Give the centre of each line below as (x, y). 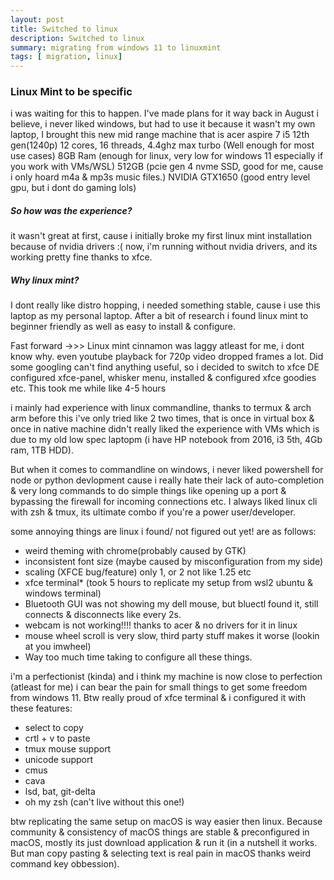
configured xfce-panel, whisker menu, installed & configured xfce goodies (163, 378)
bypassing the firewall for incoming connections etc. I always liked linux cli (164, 502)
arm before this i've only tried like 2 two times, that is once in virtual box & (162, 418)
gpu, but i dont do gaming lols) (73, 188)
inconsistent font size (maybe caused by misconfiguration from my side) (174, 562)
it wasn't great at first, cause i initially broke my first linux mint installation (161, 236)
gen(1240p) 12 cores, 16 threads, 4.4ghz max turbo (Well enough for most (162, 145)
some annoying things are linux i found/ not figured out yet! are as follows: (163, 532)
